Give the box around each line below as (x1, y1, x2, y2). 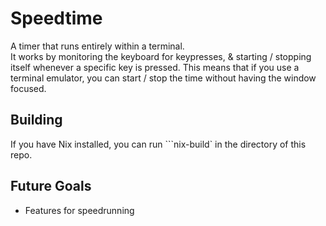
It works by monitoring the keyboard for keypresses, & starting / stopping (10, 50, 312, 62)
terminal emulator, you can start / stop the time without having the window (10, 72, 317, 84)
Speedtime (10, 7, 103, 30)
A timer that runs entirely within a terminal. (10, 40, 185, 52)
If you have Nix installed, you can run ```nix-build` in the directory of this (10, 138, 307, 150)
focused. (10, 82, 47, 94)
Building (10, 112, 63, 129)
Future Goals (10, 178, 92, 195)
